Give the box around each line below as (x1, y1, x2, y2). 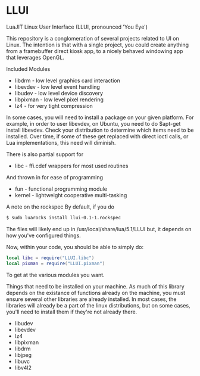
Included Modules (6, 65, 51, 72)
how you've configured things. (6, 232, 82, 239)
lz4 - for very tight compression (14, 102, 93, 109)
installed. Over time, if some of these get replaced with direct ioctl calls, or (6, 132, 189, 140)
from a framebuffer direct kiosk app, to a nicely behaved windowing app (6, 47, 183, 54)
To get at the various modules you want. (6, 271, 105, 278)
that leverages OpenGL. (6, 54, 64, 61)
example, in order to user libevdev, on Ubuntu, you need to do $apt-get (6, 120, 181, 127)
